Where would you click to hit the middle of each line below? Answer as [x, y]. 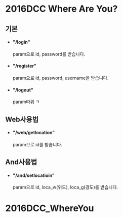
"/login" [21, 42]
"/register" [24, 66]
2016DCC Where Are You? [61, 9]
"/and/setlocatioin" [33, 175]
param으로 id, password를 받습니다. [49, 54]
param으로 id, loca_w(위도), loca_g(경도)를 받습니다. [65, 187]
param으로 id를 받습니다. [37, 144]
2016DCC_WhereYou [50, 208]
